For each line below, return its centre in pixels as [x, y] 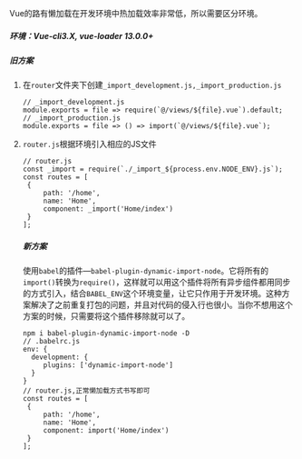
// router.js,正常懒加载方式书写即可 [86, 391]
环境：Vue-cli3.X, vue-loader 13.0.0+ [82, 35]
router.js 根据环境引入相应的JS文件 [89, 145]
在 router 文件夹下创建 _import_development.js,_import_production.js [152, 85]
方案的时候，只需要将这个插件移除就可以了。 [106, 316]
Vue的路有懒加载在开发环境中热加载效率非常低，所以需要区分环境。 [136, 13]
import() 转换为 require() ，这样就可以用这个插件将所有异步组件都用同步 [156, 282]
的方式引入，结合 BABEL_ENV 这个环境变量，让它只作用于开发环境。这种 [152, 294]
